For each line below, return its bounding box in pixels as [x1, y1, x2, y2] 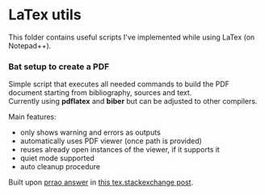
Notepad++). [8, 40, 52, 50]
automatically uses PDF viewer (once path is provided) [19, 136, 202, 146]
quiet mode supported [19, 153, 95, 163]
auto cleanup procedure [19, 162, 101, 172]
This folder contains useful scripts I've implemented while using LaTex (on [8, 32, 255, 42]
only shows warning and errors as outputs [19, 127, 162, 138]
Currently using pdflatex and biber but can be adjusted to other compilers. [8, 97, 258, 106]
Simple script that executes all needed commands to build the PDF [8, 79, 230, 89]
